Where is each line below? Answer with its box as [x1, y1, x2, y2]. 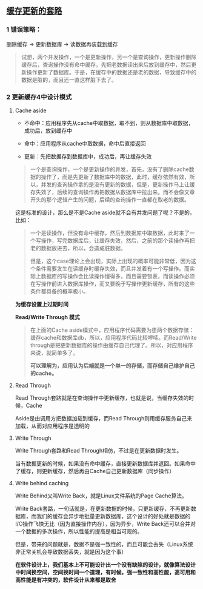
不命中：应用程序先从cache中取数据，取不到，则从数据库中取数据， [24, 119, 194, 126]
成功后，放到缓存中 [24, 127, 73, 134]
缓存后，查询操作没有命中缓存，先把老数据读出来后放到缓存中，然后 [21, 61, 191, 68]
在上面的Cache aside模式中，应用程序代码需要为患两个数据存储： [30, 326, 195, 334]
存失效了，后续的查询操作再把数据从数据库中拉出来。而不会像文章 [30, 188, 195, 195]
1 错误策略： [6, 25, 42, 34]
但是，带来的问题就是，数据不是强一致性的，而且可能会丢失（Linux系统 [15, 540, 194, 548]
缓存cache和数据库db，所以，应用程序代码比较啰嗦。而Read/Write [30, 334, 197, 341]
